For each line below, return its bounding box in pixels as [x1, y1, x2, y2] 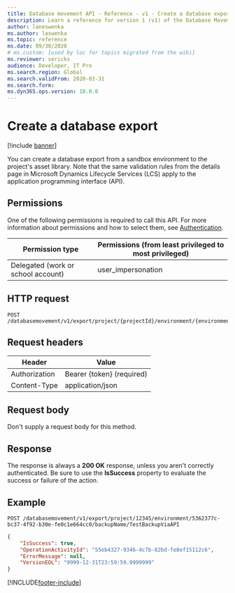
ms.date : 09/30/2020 [7, 43, 68, 50]
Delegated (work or [10, 260, 75, 270]
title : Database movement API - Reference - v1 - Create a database [7, 10, 211, 17]
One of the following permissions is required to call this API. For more [7, 216, 207, 224]
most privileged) [132, 249, 190, 258]
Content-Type [10, 380, 58, 390]
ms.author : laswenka [7, 29, 68, 37]
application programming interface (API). [7, 177, 125, 186]
